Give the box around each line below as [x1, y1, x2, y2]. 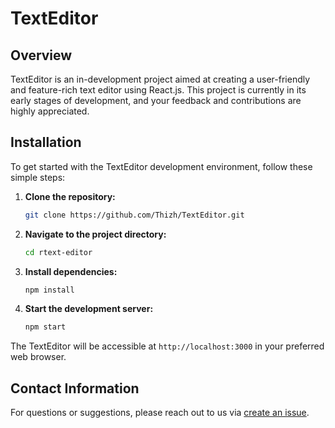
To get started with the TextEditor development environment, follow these [10, 160, 313, 172]
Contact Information [10, 380, 140, 397]
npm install [24, 285, 75, 295]
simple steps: [10, 171, 66, 183]
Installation [10, 134, 82, 151]
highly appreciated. [10, 105, 90, 117]
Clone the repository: [24, 190, 116, 202]
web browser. [10, 351, 67, 363]
